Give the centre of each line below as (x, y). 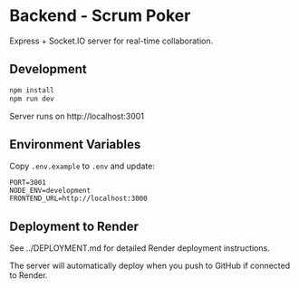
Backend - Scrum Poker (100, 16)
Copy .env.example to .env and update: (82, 166)
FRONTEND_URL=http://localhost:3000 (78, 199)
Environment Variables (75, 144)
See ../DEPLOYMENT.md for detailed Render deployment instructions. (140, 248)
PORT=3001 (28, 183)
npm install (32, 90)
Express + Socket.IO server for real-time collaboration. (111, 41)
